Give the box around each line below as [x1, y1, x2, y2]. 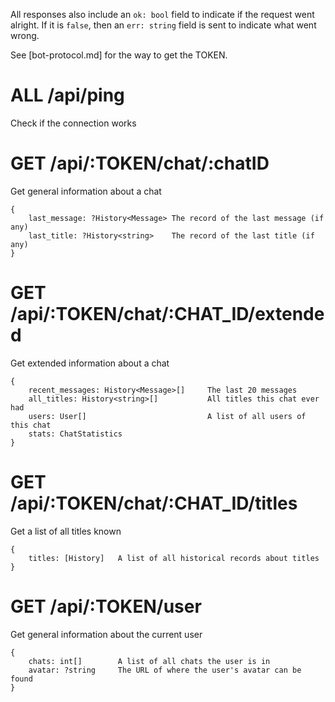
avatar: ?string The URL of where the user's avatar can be [28, 665, 302, 675]
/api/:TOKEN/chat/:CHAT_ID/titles [10, 492, 298, 514]
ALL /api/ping [10, 84, 125, 107]
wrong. [10, 30, 40, 41]
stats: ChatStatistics [28, 429, 123, 439]
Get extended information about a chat [10, 357, 170, 369]
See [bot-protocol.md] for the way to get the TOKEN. [10, 49, 228, 61]
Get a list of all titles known [10, 525, 122, 537]
